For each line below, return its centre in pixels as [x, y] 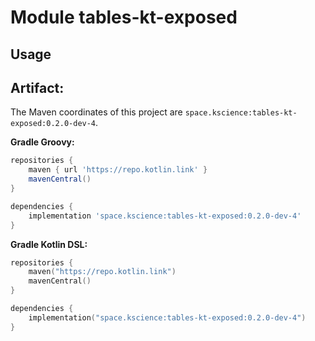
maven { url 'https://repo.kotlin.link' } [118, 170]
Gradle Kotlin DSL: [49, 244]
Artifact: [37, 87]
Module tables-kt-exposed [124, 17]
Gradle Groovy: [42, 142]
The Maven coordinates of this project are [96, 112]
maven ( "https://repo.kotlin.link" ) [102, 272]
